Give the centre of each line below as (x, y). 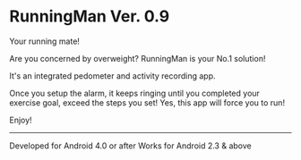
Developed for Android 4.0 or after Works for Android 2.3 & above (131, 146)
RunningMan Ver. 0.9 (90, 17)
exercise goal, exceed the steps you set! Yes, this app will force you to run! (147, 102)
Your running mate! (45, 41)
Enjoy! (21, 120)
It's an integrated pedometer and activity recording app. (112, 76)
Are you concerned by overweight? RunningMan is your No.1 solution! (138, 58)
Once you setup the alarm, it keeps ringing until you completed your (134, 93)
